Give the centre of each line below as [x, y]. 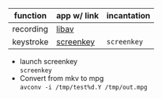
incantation [128, 15]
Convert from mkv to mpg [62, 78]
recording [30, 29]
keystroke [30, 42]
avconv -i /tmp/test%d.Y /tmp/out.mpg [83, 87]
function [30, 15]
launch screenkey [48, 61]
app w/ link [77, 15]
